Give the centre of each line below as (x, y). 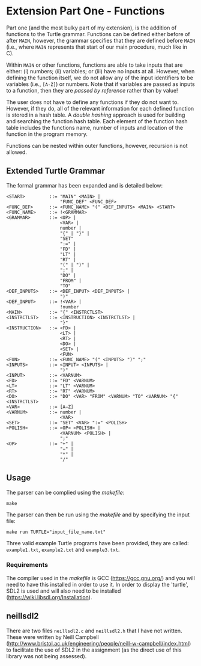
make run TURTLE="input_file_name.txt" (56, 532)
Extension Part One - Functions (85, 11)
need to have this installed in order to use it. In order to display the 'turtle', (97, 584)
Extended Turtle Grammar (55, 171)
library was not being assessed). (46, 656)
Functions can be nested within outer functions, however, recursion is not (97, 145)
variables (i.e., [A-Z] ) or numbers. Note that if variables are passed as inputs (100, 84)
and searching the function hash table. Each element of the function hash (97, 121)
